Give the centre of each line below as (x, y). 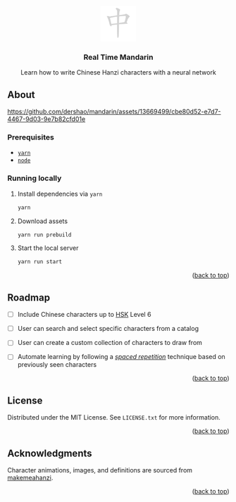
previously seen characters (57, 365)
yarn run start (40, 262)
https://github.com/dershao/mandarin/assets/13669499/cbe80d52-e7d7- (114, 112)
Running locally (35, 178)
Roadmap (29, 297)
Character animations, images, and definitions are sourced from (100, 470)
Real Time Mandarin (118, 57)
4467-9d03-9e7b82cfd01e (46, 119)
